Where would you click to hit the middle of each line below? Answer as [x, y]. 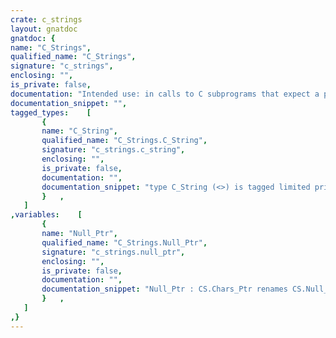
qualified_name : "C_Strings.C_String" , [124, 141]
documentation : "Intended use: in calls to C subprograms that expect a [165, 94]
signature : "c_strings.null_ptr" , [113, 252]
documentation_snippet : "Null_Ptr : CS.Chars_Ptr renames [164, 289]
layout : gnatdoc [44, 29]
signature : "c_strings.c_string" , [113, 150]
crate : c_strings [46, 19]
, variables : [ [46, 215]
